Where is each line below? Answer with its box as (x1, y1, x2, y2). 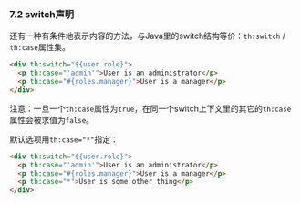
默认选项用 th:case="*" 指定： (9, 134, 119, 145)
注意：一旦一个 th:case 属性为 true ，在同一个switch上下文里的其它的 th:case (9, 103, 292, 114)
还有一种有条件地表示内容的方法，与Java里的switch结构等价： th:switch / (9, 30, 285, 42)
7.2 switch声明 (9, 7, 75, 20)
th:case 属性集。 (9, 42, 71, 53)
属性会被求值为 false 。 (9, 114, 94, 125)
